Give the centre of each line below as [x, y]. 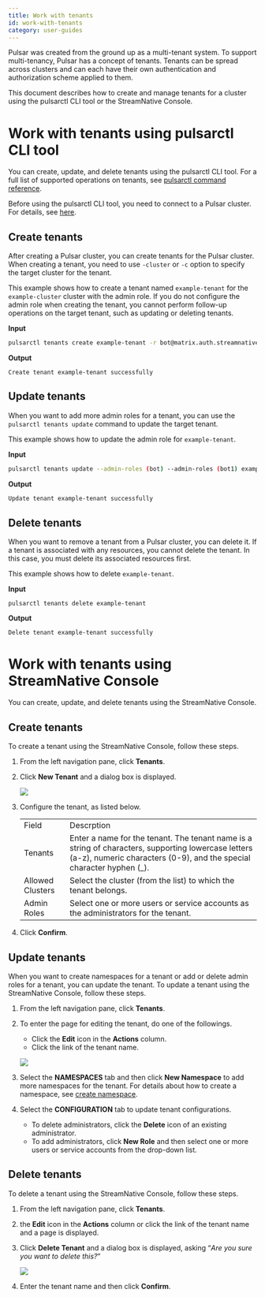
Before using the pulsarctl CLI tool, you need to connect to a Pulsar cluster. [130, 204]
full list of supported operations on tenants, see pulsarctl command [117, 180]
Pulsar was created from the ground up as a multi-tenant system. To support [132, 53]
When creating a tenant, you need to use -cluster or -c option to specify [127, 264]
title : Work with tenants [50, 15]
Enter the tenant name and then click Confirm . [95, 1286]
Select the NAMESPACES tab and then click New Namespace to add [132, 1077]
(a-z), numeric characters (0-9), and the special [160, 858]
